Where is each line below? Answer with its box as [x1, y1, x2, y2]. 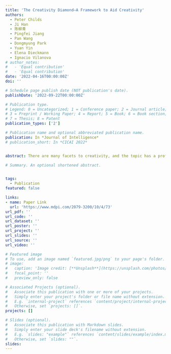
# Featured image [5, 251, 42, 257]
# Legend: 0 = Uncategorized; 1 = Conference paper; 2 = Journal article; [5, 107, 167, 112]
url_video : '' [5, 242, 36, 248]
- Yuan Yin [10, 45, 33, 51]
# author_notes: [5, 60, 40, 65]
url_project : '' [5, 228, 40, 233]
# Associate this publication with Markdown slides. [5, 322, 124, 327]
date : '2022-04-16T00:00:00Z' [5, 74, 70, 79]
